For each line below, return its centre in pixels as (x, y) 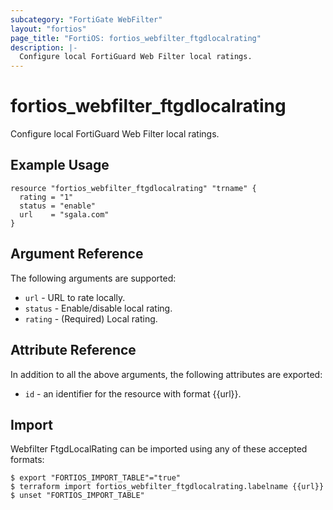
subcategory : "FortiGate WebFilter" (86, 19)
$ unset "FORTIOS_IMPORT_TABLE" (77, 496)
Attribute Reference (73, 350)
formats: (27, 460)
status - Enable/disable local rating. (98, 308)
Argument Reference (77, 254)
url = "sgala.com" (64, 214)
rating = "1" (46, 197)
